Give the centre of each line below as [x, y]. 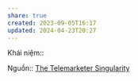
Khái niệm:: [26, 53]
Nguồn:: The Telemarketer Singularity [69, 68]
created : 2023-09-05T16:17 [52, 23]
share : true [27, 15]
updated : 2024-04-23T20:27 [52, 30]
